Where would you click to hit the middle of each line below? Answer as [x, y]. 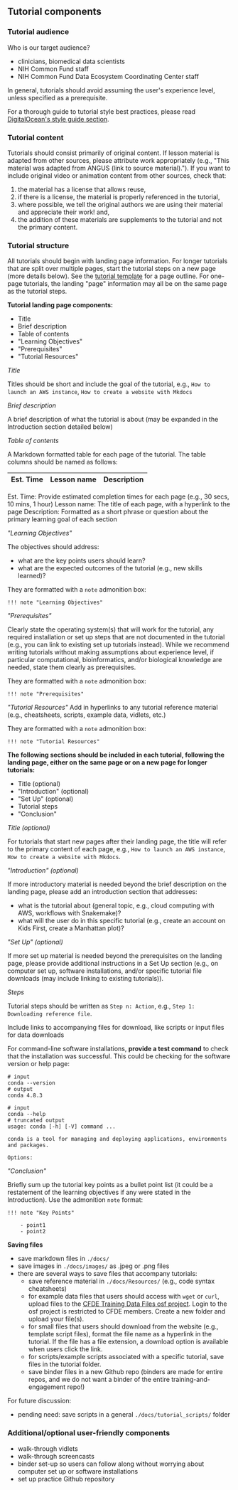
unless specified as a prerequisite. [58, 97]
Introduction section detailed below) [60, 427]
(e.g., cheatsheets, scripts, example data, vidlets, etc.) [87, 715]
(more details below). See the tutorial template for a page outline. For [108, 276]
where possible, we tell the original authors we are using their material [120, 204]
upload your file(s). [56, 1319]
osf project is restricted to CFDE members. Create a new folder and [127, 1311]
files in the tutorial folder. [65, 1364]
